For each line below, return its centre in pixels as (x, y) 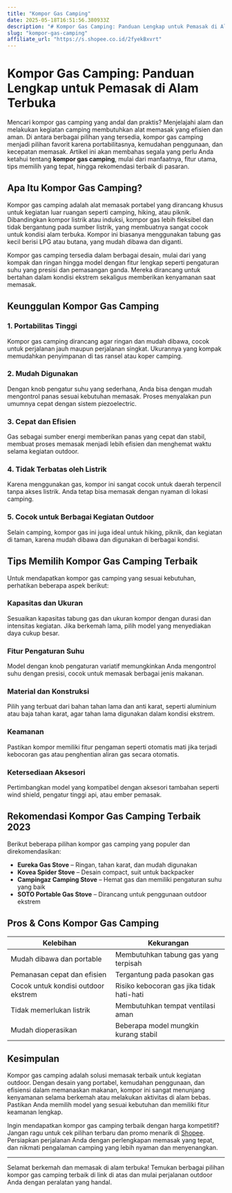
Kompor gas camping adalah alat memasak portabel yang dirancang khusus (115, 204)
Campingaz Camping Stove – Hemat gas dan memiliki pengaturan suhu (119, 879)
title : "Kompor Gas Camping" (49, 14)
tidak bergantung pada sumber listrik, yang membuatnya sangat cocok (108, 227)
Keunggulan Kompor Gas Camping (83, 307)
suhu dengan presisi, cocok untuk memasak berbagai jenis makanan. (106, 673)
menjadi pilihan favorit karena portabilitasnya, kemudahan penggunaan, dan (115, 144)
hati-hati (129, 994)
